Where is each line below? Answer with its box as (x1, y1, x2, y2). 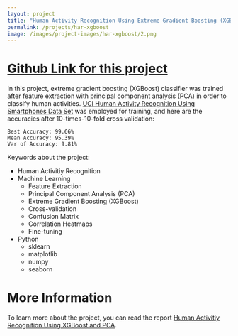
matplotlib (28, 250, 58, 259)
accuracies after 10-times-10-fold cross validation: (7, 114, 154, 123)
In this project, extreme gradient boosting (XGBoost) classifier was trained (7, 85, 224, 93)
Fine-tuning (28, 227, 62, 236)
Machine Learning (17, 175, 71, 183)
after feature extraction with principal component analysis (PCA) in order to (7, 92, 227, 100)
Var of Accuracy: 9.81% (7, 141, 78, 148)
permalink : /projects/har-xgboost (7, 23, 110, 31)
